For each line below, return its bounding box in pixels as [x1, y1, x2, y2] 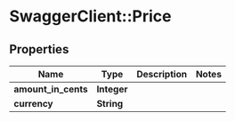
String [96, 98, 124, 109]
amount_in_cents [13, 83, 88, 95]
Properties [9, 42, 69, 57]
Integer [96, 83, 128, 95]
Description [136, 69, 188, 80]
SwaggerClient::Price [9, 6, 172, 27]
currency [13, 98, 53, 109]
